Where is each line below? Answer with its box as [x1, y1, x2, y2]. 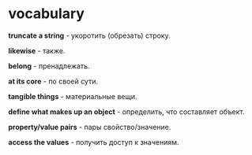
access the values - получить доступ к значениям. [8, 137, 179, 146]
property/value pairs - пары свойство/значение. [8, 122, 171, 131]
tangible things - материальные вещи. [8, 91, 137, 101]
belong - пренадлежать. [8, 61, 90, 71]
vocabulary [8, 5, 85, 23]
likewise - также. [8, 46, 66, 55]
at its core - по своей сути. [8, 76, 99, 86]
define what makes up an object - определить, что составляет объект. [8, 107, 245, 116]
